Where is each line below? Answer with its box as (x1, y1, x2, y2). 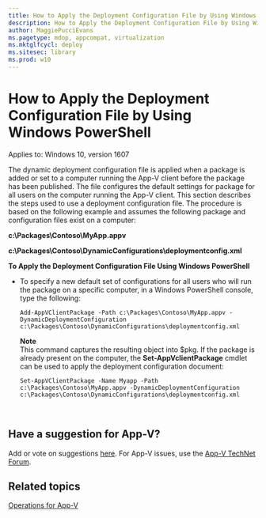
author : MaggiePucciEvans (8, 26, 93, 34)
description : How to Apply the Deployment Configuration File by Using (8, 19, 249, 27)
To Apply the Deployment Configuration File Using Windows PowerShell (8, 261, 250, 270)
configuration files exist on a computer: (8, 215, 136, 225)
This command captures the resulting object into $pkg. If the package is (19, 345, 255, 354)
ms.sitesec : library (8, 48, 77, 56)
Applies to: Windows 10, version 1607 (8, 149, 130, 159)
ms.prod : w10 (8, 56, 51, 64)
